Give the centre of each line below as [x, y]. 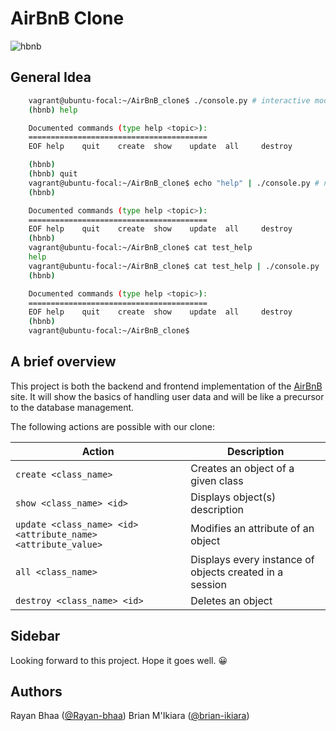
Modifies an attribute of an [252, 528]
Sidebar [35, 636]
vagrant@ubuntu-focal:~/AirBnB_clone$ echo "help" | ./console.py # [174, 183]
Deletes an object [231, 600]
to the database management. [72, 407]
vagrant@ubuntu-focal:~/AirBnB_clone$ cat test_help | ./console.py [174, 266]
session [208, 584]
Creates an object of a [242, 468]
